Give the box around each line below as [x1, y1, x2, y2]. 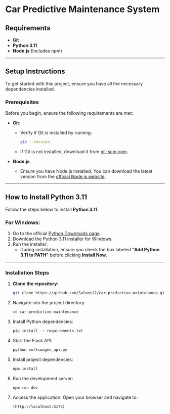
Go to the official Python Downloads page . [12, 231, 101, 237]
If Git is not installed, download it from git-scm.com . [20, 148, 129, 155]
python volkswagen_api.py [12, 347, 67, 352]
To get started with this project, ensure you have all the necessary [5, 80, 143, 86]
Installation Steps [5, 269, 50, 277]
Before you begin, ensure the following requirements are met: [5, 110, 133, 116]
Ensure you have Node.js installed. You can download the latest [20, 168, 153, 174]
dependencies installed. [5, 86, 55, 92]
